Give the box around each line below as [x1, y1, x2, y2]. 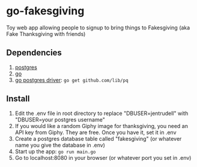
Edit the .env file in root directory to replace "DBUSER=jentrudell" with [14, 110, 189, 117]
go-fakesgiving [6, 4, 85, 18]
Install [6, 94, 30, 104]
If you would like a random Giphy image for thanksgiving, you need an [14, 122, 188, 129]
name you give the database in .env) [14, 141, 105, 148]
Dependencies [6, 48, 62, 58]
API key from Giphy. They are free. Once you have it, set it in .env [14, 129, 177, 136]
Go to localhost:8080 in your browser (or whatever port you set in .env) [14, 154, 192, 161]
